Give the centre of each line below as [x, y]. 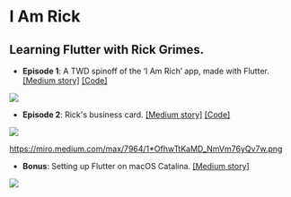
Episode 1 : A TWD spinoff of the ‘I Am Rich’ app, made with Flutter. [145, 71]
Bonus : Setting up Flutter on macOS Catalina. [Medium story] [136, 166]
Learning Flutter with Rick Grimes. [107, 50]
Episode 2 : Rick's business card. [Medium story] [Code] [126, 115]
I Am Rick [45, 17]
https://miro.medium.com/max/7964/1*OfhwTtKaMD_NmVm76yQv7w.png [146, 149]
